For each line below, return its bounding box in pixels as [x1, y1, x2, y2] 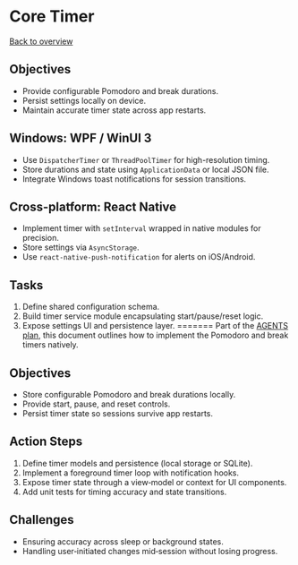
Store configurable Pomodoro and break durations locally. [21, 390, 236, 399]
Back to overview [9, 36, 73, 47]
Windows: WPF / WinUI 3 [9, 131, 152, 146]
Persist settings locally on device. [21, 95, 147, 106]
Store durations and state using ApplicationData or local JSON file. [21, 164, 270, 175]
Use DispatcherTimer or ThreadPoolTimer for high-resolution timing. [21, 154, 270, 165]
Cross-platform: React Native [9, 199, 177, 214]
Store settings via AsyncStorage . [21, 242, 140, 253]
